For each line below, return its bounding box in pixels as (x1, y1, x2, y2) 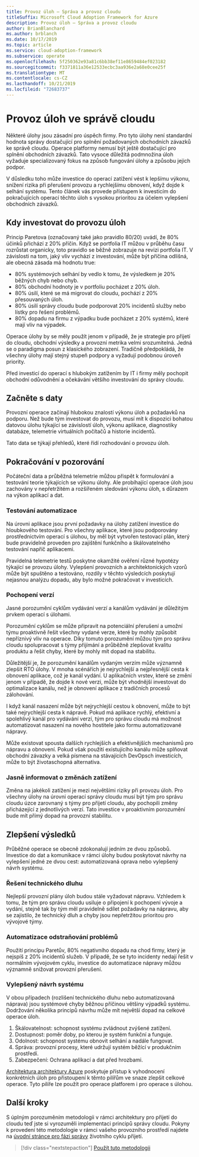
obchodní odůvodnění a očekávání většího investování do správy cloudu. (6, 376, 185, 383)
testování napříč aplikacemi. (6, 545, 75, 552)
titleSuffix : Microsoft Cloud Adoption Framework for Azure (6, 14, 159, 20)
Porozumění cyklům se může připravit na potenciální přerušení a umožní (6, 622, 183, 629)
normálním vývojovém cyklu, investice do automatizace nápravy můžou (6, 959, 181, 966)
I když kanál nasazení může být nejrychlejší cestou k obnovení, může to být (6, 702, 191, 710)
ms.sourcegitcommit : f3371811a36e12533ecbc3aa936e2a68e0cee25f (6, 64, 166, 70)
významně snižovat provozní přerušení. (6, 966, 103, 973)
